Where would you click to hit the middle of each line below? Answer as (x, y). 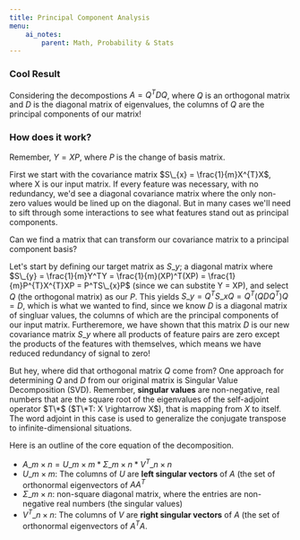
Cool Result (35, 74)
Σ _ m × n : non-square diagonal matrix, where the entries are (132, 494)
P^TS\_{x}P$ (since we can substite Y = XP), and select (186, 285)
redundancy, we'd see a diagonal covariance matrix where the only (133, 193)
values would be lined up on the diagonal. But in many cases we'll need (159, 203)
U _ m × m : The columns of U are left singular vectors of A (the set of (149, 474)
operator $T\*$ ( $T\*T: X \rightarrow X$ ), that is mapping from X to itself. (146, 409)
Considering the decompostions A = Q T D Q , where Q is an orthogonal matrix (150, 94)
